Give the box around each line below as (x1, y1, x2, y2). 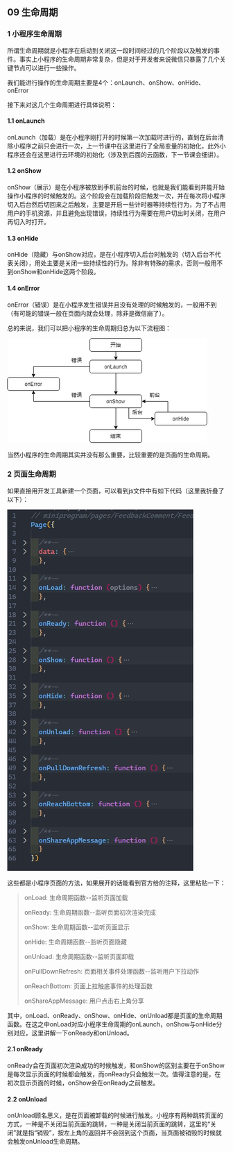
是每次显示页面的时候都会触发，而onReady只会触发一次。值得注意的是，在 (7, 1070, 221, 1078)
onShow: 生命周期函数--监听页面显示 (24, 922, 130, 931)
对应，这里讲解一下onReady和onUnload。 (12, 1028, 133, 1037)
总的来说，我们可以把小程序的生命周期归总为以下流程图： (7, 323, 171, 332)
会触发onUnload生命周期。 (7, 1137, 84, 1146)
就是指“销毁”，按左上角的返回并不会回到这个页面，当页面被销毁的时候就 (16, 1128, 222, 1137)
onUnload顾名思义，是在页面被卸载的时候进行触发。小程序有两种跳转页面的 (7, 1111, 223, 1119)
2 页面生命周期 (7, 469, 57, 479)
